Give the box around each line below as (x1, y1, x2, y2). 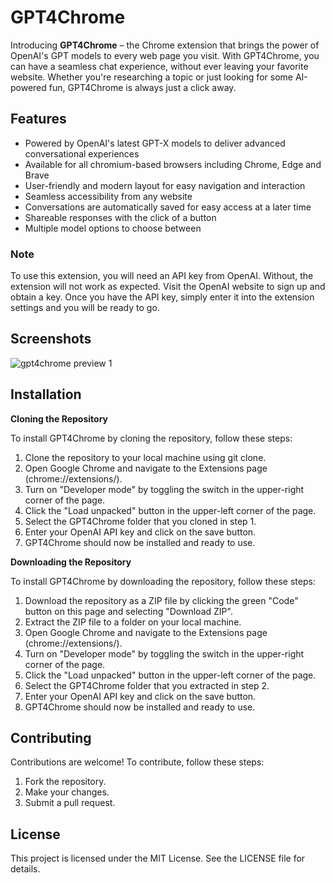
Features (10, 111, 67, 128)
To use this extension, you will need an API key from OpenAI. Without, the (10, 270, 314, 282)
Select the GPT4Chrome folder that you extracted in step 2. (24, 679, 270, 691)
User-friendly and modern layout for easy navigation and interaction (24, 179, 306, 191)
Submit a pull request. (24, 797, 116, 809)
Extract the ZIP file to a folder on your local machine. (24, 616, 242, 628)
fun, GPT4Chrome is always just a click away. (48, 81, 237, 93)
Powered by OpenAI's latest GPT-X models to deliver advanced (24, 137, 286, 149)
